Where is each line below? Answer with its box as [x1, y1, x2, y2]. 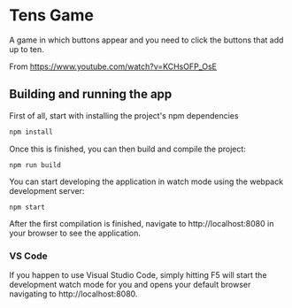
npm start [9, 203, 46, 212]
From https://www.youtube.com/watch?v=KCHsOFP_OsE [9, 61, 217, 72]
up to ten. [9, 43, 44, 54]
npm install [9, 127, 53, 136]
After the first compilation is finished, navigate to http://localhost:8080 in [9, 218, 274, 228]
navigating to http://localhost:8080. [9, 289, 138, 299]
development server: [9, 185, 85, 196]
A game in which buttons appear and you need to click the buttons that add [9, 35, 284, 45]
